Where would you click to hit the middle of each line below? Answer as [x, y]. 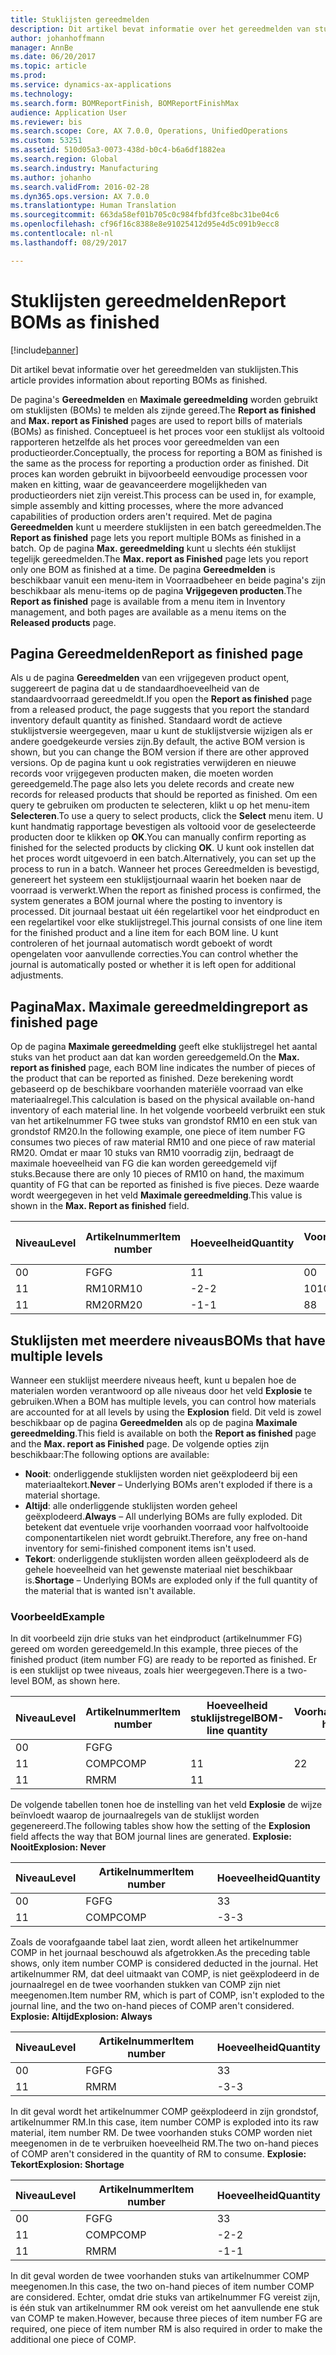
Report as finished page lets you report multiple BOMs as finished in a [156, 537]
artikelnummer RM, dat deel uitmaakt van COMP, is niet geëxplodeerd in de [165, 1974]
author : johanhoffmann [57, 38]
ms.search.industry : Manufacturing [84, 168]
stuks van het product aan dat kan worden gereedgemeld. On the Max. [155, 1057]
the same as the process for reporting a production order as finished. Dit [159, 463]
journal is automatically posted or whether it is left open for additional [153, 965]
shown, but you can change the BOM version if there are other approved [159, 752]
